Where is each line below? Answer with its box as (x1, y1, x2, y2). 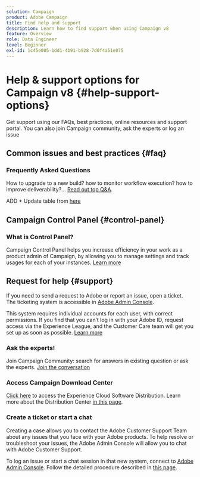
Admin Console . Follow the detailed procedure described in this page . (6, 463, 177, 471)
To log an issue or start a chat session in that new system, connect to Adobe (6, 457, 194, 464)
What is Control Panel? (6, 233, 74, 241)
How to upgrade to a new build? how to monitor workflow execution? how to (6, 179, 193, 187)
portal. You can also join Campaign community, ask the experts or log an (6, 125, 185, 132)
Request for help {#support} (6, 276, 114, 286)
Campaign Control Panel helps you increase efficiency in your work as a (6, 246, 183, 253)
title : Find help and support (6, 20, 82, 26)
